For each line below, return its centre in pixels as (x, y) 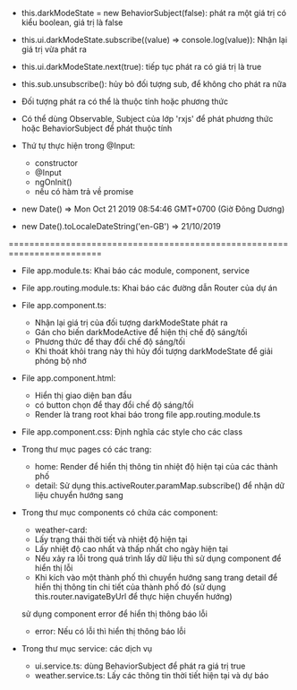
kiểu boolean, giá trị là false (72, 22)
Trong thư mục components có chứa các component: (119, 513)
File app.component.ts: (64, 305)
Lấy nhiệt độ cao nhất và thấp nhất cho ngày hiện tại (132, 549)
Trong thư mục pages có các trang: (86, 449)
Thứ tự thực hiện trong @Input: (78, 146)
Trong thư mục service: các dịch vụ (87, 648)
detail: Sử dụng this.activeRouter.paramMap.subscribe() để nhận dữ (160, 486)
